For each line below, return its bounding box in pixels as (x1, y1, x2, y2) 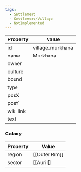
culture (7, 68, 24, 75)
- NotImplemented (9, 20, 45, 26)
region (7, 151, 22, 158)
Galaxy (5, 130, 22, 137)
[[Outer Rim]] (33, 151, 64, 158)
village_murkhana (33, 44, 74, 51)
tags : (5, 7, 16, 12)
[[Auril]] (33, 159, 52, 166)
